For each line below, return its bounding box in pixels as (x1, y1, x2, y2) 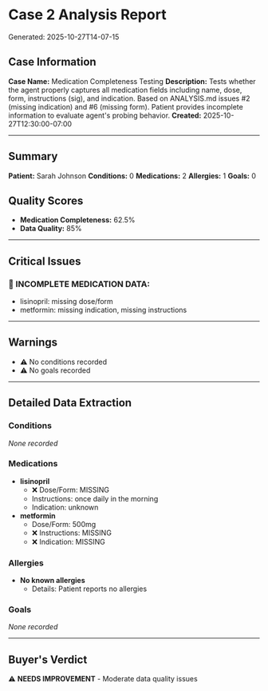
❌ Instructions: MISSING (31, 528, 112, 537)
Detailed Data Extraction (8, 396, 132, 409)
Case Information (8, 55, 97, 69)
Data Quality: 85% (19, 224, 82, 234)
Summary (8, 150, 58, 163)
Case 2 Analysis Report (8, 6, 167, 24)
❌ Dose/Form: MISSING (31, 485, 110, 494)
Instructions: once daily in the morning (31, 493, 159, 503)
